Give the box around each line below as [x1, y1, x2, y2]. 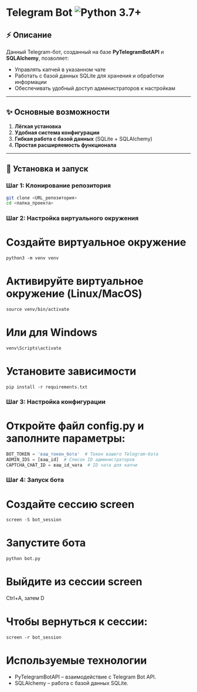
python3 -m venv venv [6, 255, 59, 261]
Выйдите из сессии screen [6, 575, 142, 589]
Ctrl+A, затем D [6, 595, 45, 602]
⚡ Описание [6, 30, 52, 40]
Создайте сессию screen [6, 497, 135, 511]
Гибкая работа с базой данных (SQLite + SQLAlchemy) [14, 135, 152, 142]
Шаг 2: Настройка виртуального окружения [6, 214, 139, 222]
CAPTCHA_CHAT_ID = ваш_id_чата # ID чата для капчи [6, 462, 138, 468]
